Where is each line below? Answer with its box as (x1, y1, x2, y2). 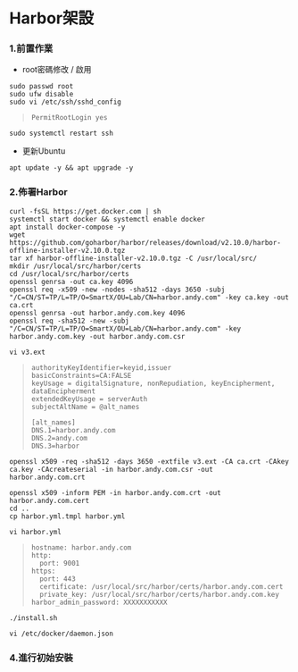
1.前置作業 (9, 42, 54, 55)
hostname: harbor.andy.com (30, 542, 132, 552)
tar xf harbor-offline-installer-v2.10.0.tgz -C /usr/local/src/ (9, 254, 257, 263)
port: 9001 (39, 559, 80, 567)
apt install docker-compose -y (9, 223, 126, 231)
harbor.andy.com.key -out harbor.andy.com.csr (9, 332, 186, 340)
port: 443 (39, 574, 76, 584)
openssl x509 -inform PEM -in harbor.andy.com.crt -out (9, 488, 221, 497)
